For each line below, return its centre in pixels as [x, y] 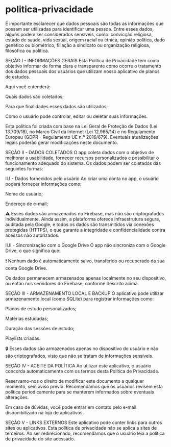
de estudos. [18, 77]
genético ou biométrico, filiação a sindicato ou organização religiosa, [78, 45]
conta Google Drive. [26, 268]
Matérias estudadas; [27, 318]
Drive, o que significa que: [33, 251]
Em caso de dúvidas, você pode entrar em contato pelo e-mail [71, 407]
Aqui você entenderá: [28, 86]
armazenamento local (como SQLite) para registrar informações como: [80, 299]
